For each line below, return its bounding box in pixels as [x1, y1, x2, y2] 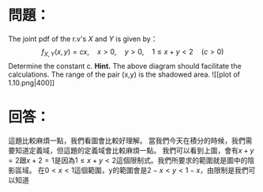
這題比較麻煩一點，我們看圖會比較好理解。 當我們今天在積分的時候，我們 [8, 135, 246, 145]
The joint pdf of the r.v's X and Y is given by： [8, 34, 158, 43]
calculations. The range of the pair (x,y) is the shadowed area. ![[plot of [8, 70, 241, 79]
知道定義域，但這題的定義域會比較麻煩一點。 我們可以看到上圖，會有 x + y [14, 145, 254, 155]
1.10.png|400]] [8, 77, 55, 87]
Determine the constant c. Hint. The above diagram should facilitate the [8, 61, 242, 70]
